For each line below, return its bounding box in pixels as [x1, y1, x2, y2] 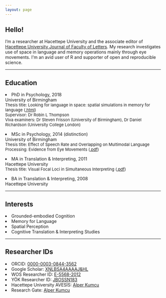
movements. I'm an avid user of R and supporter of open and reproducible [5, 54, 157, 60]
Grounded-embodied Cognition [11, 213, 75, 219]
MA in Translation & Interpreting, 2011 [11, 156, 87, 162]
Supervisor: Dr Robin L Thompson [5, 112, 69, 118]
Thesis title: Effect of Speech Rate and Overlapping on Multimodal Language [5, 142, 150, 147]
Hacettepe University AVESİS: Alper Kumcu [11, 282, 100, 288]
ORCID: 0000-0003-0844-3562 [11, 260, 77, 267]
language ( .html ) [5, 107, 37, 113]
